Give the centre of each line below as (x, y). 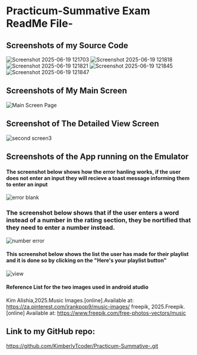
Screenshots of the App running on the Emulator (97, 157)
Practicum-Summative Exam (78, 11)
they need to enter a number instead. (61, 228)
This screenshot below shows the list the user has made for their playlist (97, 254)
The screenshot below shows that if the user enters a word (93, 213)
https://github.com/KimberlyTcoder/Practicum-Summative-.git (82, 346)
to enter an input (27, 184)
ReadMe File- (39, 23)
